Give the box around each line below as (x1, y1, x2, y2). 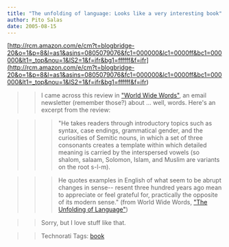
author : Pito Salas (7, 16, 63, 23)
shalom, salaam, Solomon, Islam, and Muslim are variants (58, 156, 220, 164)
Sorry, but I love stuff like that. (40, 219, 127, 227)
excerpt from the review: (40, 106, 111, 114)
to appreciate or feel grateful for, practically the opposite (58, 191, 218, 199)
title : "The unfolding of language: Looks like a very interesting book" (7, 10, 223, 17)
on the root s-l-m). (58, 163, 111, 172)
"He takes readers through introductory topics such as (58, 119, 213, 128)
